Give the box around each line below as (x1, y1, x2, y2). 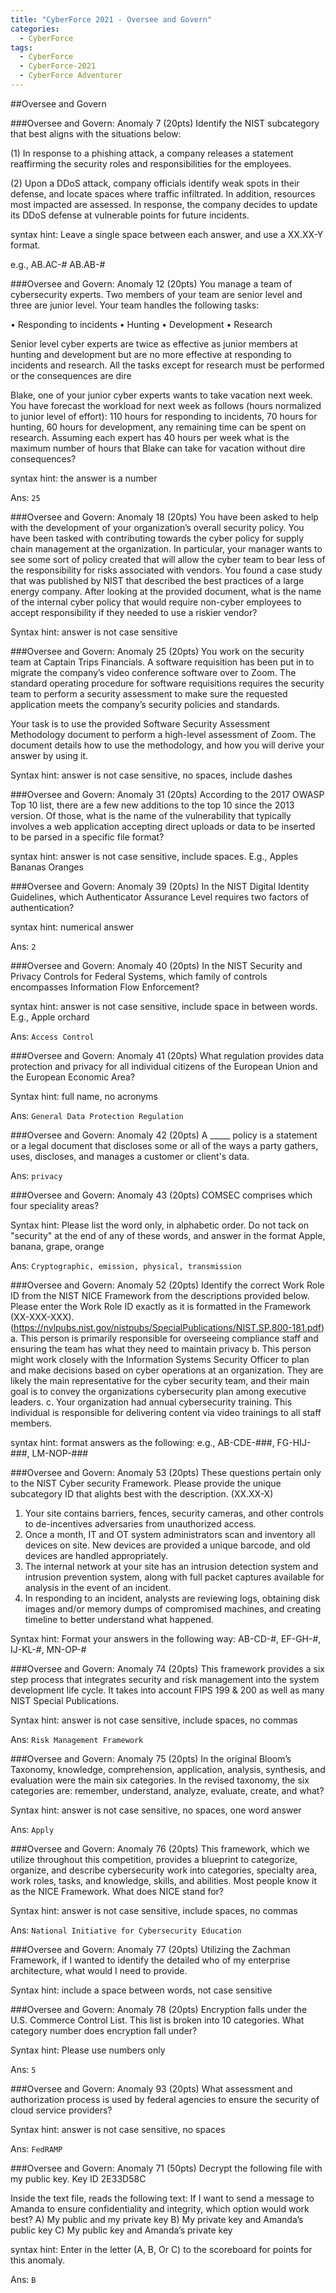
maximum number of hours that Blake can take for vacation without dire (10, 442, 306, 454)
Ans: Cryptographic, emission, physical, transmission (10, 1259, 242, 1271)
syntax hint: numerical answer (10, 921, 135, 933)
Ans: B (10, 2273, 37, 2285)
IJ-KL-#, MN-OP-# (10, 1643, 87, 1655)
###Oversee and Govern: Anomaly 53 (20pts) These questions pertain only (10, 1466, 322, 1478)
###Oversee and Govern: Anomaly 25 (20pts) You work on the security (10, 645, 305, 657)
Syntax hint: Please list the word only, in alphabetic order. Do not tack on (10, 1219, 309, 1231)
